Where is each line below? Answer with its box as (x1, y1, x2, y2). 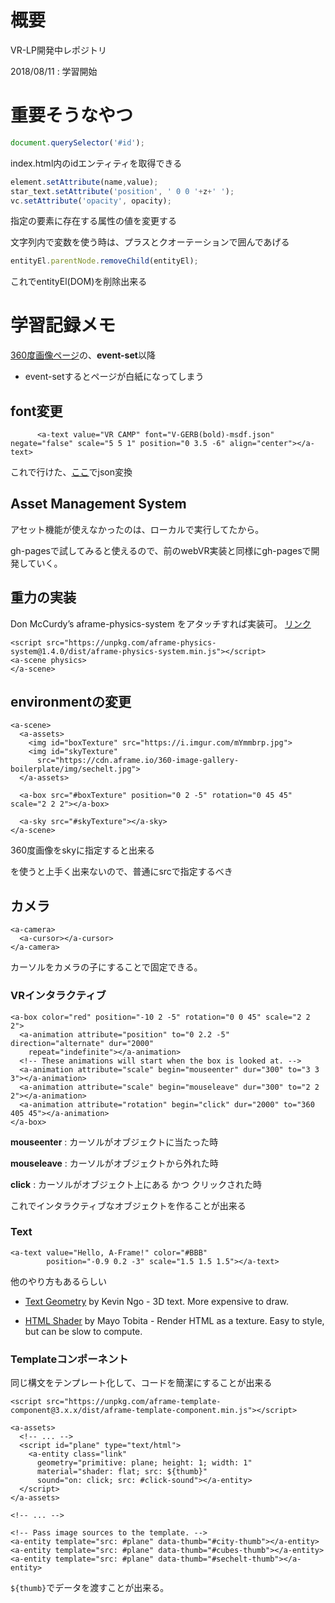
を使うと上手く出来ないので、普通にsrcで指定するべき (10, 866, 233, 878)
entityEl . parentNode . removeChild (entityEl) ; (10, 256, 199, 266)
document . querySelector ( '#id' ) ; (10, 137, 145, 148)
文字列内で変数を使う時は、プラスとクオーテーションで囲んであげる (10, 236, 290, 248)
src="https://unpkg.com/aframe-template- (46, 1397, 222, 1407)
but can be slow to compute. (24, 1325, 143, 1337)
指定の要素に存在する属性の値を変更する (10, 215, 177, 227)
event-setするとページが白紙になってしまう (24, 371, 205, 383)
